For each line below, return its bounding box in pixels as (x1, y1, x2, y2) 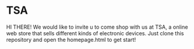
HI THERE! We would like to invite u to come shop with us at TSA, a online (6, 23, 188, 30)
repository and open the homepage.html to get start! (6, 36, 136, 43)
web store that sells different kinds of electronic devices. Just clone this (6, 29, 184, 36)
